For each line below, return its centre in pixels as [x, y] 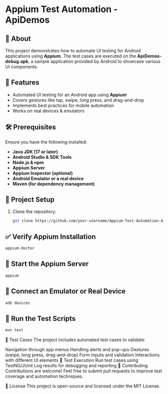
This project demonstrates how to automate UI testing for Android [73, 51]
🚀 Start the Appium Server [47, 264]
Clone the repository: [34, 212]
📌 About [18, 39]
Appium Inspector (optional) [43, 173]
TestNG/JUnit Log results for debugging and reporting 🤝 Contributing [76, 366]
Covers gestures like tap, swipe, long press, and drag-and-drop [78, 100]
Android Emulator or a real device [48, 178]
